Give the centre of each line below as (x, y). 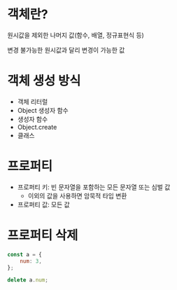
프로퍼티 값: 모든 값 (43, 205)
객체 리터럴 (33, 102)
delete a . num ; (28, 280)
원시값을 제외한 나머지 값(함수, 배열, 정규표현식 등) (76, 35)
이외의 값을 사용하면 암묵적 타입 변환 (77, 195)
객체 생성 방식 (44, 81)
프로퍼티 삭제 (43, 235)
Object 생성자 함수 (43, 110)
